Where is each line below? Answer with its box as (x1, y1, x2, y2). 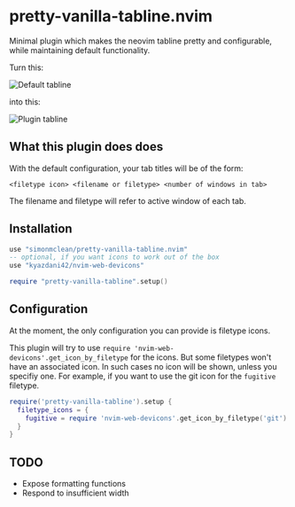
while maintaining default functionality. (9, 44, 151, 55)
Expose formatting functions (21, 479, 127, 489)
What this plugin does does (9, 139, 164, 154)
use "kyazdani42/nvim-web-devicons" (9, 261, 144, 270)
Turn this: (9, 62, 44, 73)
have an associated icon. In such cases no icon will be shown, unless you (9, 361, 277, 371)
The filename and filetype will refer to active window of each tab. (9, 195, 246, 206)
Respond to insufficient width (21, 487, 130, 498)
